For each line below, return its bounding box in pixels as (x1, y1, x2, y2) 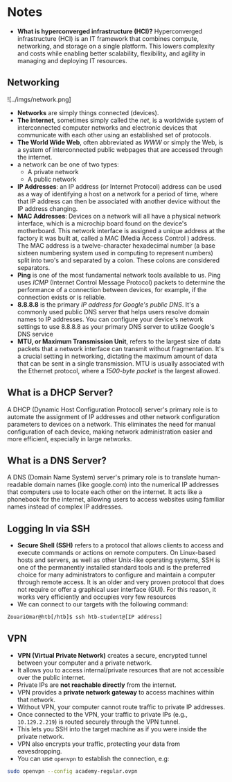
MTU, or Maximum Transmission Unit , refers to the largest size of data (17, 337, 222, 346)
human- (198, 473, 221, 482)
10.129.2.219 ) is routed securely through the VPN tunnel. (17, 717, 180, 726)
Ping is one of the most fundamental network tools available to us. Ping (17, 271, 221, 279)
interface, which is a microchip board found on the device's (17, 219, 188, 228)
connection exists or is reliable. (17, 293, 106, 301)
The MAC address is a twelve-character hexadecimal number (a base (17, 241, 216, 250)
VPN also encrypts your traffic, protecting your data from (17, 740, 180, 748)
